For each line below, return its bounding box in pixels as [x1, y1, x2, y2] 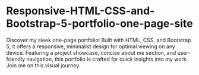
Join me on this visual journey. [6, 61, 81, 69]
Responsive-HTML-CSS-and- [6, 4, 155, 18]
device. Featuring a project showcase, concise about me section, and [6, 49, 176, 56]
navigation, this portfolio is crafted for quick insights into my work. [26, 55, 188, 62]
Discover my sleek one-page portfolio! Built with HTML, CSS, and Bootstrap [6, 36, 191, 43]
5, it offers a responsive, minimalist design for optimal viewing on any [6, 43, 175, 50]
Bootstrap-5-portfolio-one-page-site [6, 17, 193, 30]
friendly [6, 55, 26, 62]
